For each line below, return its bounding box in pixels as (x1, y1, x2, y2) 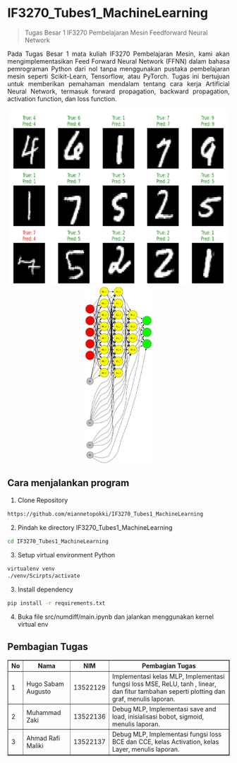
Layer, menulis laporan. (111, 745, 180, 754)
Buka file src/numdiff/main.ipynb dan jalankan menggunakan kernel (17, 613, 214, 621)
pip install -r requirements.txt (7, 600, 106, 607)
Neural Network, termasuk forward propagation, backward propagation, (7, 87, 230, 95)
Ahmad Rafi (26, 733, 61, 743)
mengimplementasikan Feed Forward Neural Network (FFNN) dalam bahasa (7, 57, 230, 65)
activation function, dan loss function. (7, 94, 117, 103)
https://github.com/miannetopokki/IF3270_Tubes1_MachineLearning (7, 510, 203, 517)
